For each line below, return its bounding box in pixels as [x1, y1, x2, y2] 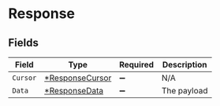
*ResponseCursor [44, 72, 112, 83]
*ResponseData [44, 86, 104, 96]
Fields [8, 36, 39, 49]
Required [119, 60, 155, 70]
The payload [161, 86, 208, 96]
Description [162, 60, 207, 70]
